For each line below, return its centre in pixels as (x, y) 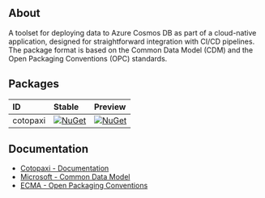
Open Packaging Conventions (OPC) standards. (88, 58)
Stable (66, 107)
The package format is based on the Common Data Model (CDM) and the (131, 50)
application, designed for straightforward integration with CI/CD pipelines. (132, 41)
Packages (34, 84)
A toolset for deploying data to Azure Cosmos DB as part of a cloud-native (132, 32)
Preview (110, 107)
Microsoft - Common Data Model (75, 177)
